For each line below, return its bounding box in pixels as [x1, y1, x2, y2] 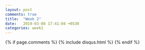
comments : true [5, 12, 37, 17]
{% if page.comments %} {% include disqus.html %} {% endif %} [5, 39, 140, 45]
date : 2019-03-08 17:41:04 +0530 [5, 21, 79, 26]
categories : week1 [5, 26, 43, 31]
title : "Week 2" [5, 16, 41, 21]
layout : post [5, 7, 32, 12]
